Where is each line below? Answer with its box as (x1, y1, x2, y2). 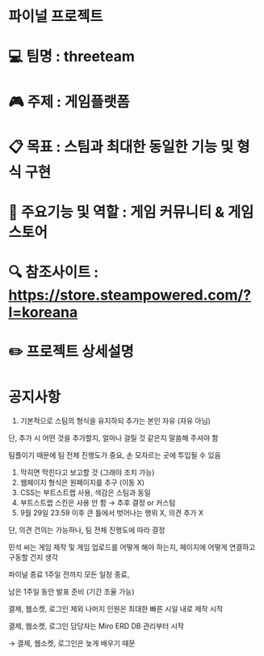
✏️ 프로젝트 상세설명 (8, 343, 135, 361)
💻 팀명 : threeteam (8, 48, 136, 66)
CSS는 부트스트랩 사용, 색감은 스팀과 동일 (19, 488, 151, 497)
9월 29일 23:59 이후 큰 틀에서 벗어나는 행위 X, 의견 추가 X (19, 508, 204, 518)
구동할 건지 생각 (8, 552, 59, 562)
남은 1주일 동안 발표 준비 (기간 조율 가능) (8, 587, 135, 597)
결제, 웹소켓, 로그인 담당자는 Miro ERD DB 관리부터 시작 (8, 621, 184, 631)
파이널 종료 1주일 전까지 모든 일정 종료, (8, 569, 130, 579)
